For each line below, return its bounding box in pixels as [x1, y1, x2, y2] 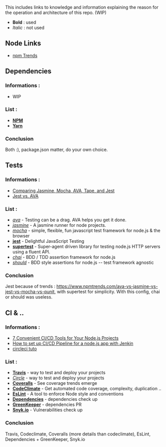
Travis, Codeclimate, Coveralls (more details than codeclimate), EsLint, [5, 431, 151, 437]
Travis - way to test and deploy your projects [12, 370, 106, 376]
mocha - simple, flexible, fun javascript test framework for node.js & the [12, 228, 161, 234]
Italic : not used [12, 25, 45, 31]
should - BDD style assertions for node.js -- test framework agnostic [12, 259, 154, 265]
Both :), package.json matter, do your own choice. [5, 146, 108, 153]
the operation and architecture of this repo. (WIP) [5, 10, 106, 16]
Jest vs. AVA [12, 193, 39, 199]
